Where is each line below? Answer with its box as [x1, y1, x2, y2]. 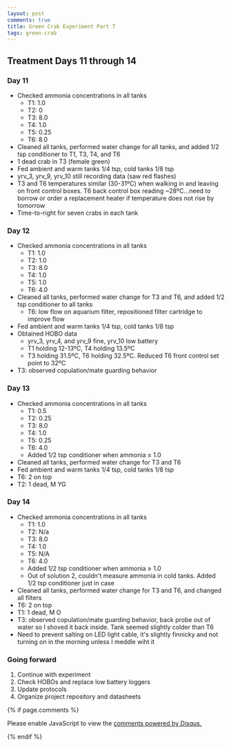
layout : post [7, 10, 45, 17]
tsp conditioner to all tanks [17, 300, 93, 309]
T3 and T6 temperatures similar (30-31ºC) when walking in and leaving [17, 179, 219, 187]
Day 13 [7, 384, 30, 394]
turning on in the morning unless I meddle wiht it [17, 637, 155, 646]
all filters [17, 593, 42, 601]
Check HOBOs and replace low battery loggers [17, 678, 150, 686]
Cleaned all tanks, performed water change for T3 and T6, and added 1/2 [17, 293, 225, 301]
